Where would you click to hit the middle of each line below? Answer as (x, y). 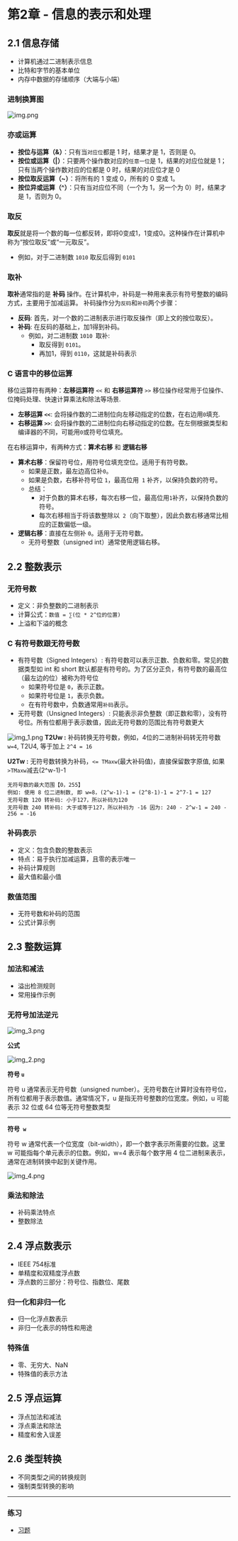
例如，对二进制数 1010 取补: (69, 336)
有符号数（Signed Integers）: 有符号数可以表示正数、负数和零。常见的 (120, 660)
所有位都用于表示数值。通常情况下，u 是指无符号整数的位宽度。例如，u (111, 1099)
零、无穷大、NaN (43, 1365)
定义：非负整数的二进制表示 (58, 606)
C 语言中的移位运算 (40, 374)
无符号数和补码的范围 (49, 914)
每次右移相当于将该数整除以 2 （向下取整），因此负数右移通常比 (130, 516)
